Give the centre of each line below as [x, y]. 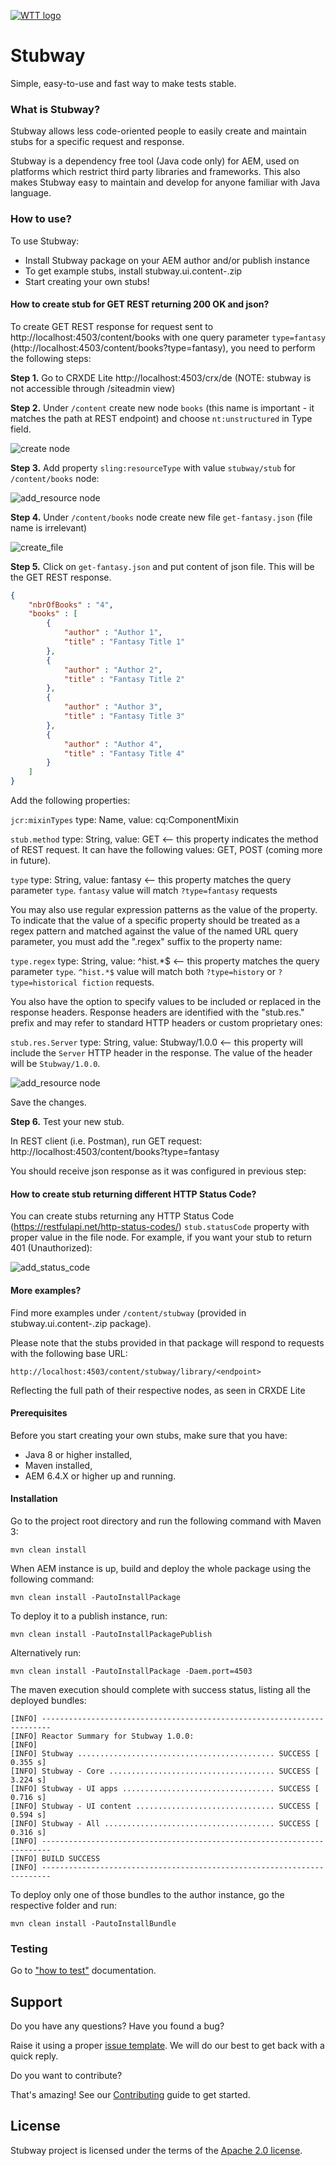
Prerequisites [39, 1413]
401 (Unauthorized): [51, 1248]
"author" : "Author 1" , [113, 633]
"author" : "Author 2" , [113, 670]
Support [36, 2001]
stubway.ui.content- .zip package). [81, 1323]
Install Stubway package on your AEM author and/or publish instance [167, 260]
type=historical [44, 983]
